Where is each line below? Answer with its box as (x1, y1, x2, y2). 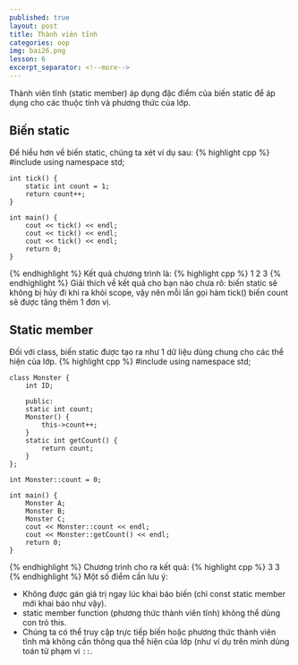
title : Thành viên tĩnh (9, 30, 98, 39)
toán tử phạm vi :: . (21, 645, 93, 656)
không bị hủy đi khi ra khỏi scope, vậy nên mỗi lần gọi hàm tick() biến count (9, 287, 288, 298)
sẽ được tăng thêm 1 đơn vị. (9, 297, 112, 307)
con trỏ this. (21, 617, 67, 627)
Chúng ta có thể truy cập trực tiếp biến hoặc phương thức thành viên (21, 626, 277, 637)
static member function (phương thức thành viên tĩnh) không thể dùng (21, 607, 280, 618)
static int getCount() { (25, 436, 118, 445)
